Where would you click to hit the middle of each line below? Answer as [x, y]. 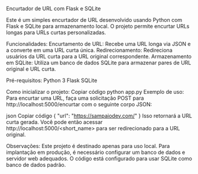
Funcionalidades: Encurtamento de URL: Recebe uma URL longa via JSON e [98, 44]
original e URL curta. [31, 69]
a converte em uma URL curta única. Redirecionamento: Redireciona [89, 50]
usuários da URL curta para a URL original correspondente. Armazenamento [99, 56]
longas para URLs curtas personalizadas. [56, 32]
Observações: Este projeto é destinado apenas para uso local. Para [88, 146]
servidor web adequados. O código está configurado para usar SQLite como [99, 158]
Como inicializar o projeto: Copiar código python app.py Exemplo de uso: [95, 92]
